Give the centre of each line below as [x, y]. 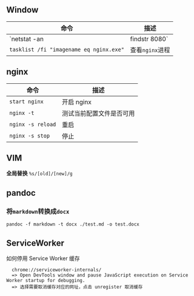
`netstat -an [27, 39]
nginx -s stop [30, 136]
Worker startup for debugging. [46, 280]
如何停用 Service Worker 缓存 [43, 258]
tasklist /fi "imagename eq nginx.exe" [67, 49]
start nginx [27, 102]
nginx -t [22, 113]
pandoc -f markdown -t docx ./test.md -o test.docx [73, 224]
